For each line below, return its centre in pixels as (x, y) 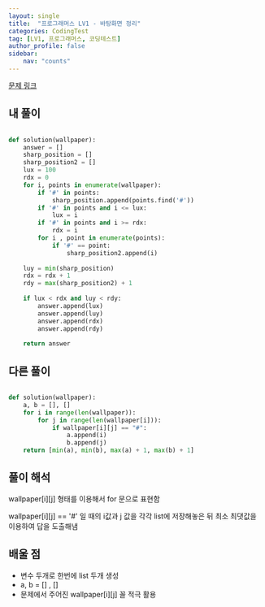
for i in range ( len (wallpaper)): (80, 412)
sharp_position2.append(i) (112, 253)
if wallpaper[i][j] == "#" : (100, 427)
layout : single (34, 16)
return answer (47, 344)
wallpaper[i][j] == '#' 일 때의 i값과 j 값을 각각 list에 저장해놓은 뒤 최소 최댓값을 (133, 516)
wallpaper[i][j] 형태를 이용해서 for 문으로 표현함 (84, 499)
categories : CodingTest (49, 31)
